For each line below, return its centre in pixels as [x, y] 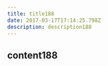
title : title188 [31, 14]
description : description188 [49, 27]
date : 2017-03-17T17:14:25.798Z [54, 20]
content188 [32, 55]
